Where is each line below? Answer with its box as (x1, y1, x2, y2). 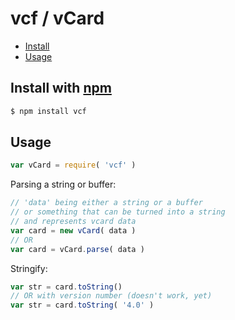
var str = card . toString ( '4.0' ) (10, 300, 155, 311)
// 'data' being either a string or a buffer (10, 198, 203, 208)
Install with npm (10, 80, 112, 97)
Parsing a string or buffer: (10, 178, 117, 191)
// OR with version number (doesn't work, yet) (10, 291, 213, 301)
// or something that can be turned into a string (10, 207, 226, 217)
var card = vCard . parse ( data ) (10, 244, 145, 254)
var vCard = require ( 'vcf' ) (10, 160, 137, 171)
